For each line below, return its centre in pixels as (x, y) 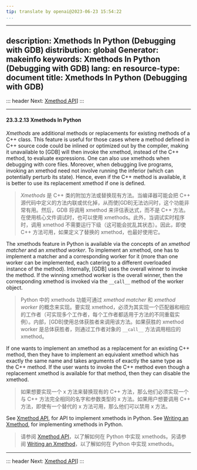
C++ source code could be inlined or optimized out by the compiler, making (97, 145)
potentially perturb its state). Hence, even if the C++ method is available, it (96, 176)
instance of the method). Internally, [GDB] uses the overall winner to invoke (97, 269)
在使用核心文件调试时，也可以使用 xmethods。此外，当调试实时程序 (103, 217)
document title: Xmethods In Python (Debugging (97, 78)
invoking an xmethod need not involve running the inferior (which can (90, 171)
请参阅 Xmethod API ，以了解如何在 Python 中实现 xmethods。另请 (101, 436)
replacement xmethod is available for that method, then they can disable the (98, 373)
